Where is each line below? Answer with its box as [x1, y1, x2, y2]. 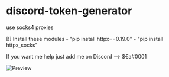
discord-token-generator [6, 4, 132, 18]
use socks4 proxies [6, 24, 54, 31]
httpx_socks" [6, 41, 38, 49]
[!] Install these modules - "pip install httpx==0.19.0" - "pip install [6, 35, 164, 42]
